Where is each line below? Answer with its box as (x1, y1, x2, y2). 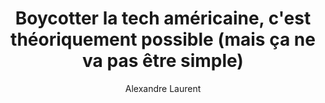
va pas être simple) (82, 50, 244, 72)
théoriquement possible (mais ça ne (10, 28, 316, 51)
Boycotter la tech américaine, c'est (14, 7, 312, 30)
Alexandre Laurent (124, 82, 202, 94)
